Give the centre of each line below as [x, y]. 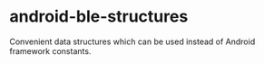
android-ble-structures [99, 17]
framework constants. [50, 50]
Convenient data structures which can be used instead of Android [132, 41]
